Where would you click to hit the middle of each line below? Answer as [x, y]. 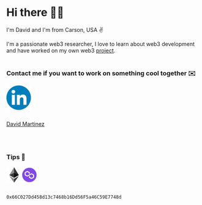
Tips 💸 [16, 157]
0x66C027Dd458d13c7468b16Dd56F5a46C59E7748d [64, 197]
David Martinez [25, 124]
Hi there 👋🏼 [35, 13]
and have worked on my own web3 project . [61, 50]
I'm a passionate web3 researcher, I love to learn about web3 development [100, 44]
